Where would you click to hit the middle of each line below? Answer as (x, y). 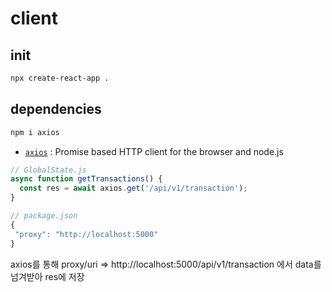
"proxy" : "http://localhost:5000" (86, 234)
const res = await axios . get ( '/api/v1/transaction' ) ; (133, 188)
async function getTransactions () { (86, 179)
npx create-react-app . (60, 78)
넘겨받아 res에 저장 (47, 276)
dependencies (56, 109)
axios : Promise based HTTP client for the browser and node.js (154, 151)
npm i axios (35, 132)
